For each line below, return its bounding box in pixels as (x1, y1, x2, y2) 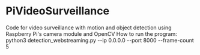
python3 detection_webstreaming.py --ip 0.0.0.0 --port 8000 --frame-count (5, 36, 195, 44)
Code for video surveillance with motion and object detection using (5, 24, 172, 31)
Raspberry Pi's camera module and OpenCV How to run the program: (5, 30, 178, 37)
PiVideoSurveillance (5, 4, 109, 18)
